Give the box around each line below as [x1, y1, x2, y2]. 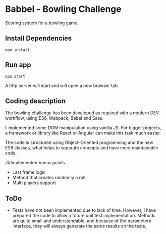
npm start [5, 74, 26, 79]
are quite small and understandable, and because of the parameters [12, 218, 151, 224]
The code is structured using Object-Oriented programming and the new [5, 140, 154, 145]
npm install [5, 47, 30, 52]
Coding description [5, 96, 66, 105]
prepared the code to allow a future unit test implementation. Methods [12, 213, 156, 219]
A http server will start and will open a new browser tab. [5, 83, 119, 89]
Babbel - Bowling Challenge [5, 3, 121, 15]
